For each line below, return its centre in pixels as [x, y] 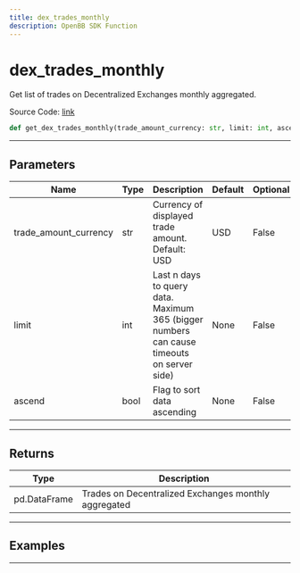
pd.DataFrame [44, 499]
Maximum [173, 309]
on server [173, 364]
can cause [174, 342]
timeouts [171, 353]
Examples [37, 546]
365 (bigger [178, 320]
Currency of [178, 204]
